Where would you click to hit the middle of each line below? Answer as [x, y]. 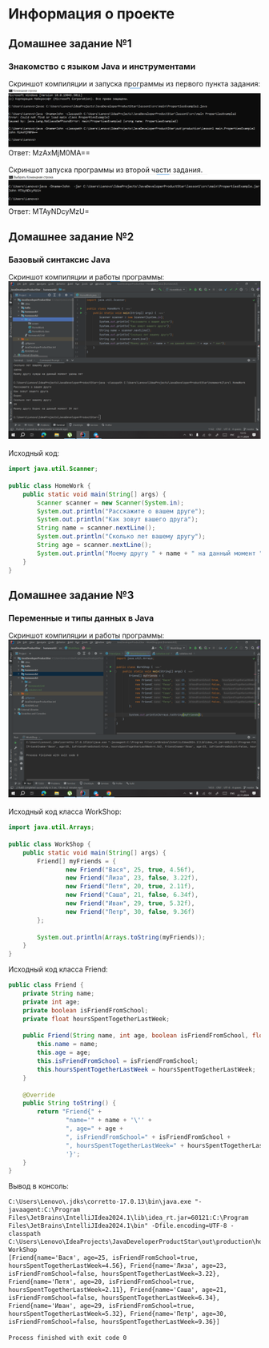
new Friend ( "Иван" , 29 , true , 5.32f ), [130, 903]
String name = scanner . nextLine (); [96, 528]
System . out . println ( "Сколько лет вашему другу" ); [121, 537]
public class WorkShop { [50, 844]
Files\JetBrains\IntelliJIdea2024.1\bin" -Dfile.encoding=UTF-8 [118, 1226]
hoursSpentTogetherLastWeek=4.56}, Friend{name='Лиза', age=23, [118, 1266]
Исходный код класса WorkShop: [65, 812]
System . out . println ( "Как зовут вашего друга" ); [118, 520]
